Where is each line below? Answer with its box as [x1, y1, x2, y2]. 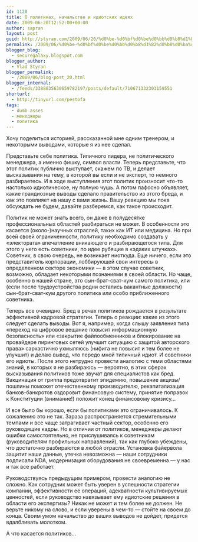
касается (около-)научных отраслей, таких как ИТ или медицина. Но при [6, 227, 192, 234]
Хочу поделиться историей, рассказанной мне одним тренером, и [6, 135, 175, 142]
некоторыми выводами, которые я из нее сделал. [6, 141, 131, 148]
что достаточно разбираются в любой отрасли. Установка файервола [6, 444, 183, 452]
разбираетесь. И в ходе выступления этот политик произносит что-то [6, 178, 183, 185]
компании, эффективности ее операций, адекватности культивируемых [6, 487, 187, 494]
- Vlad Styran [11, 63, 46, 70]
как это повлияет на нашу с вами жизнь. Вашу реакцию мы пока [6, 196, 170, 204]
